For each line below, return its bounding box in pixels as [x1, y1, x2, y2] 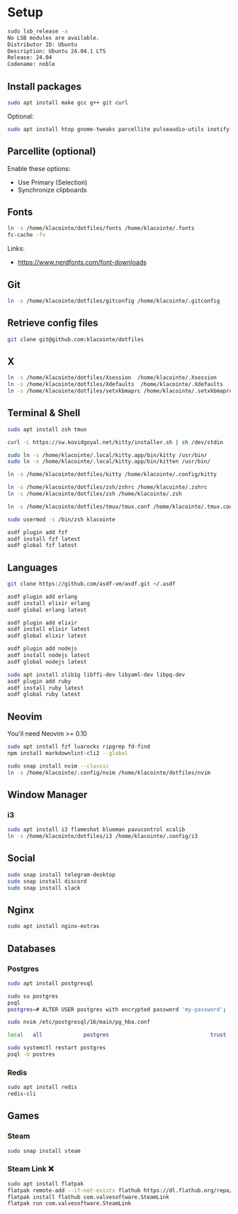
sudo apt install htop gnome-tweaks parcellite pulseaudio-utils [7, 126, 204, 133]
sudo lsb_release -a [7, 28, 69, 35]
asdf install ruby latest [7, 684, 84, 692]
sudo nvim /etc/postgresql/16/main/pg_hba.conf [7, 1019, 151, 1026]
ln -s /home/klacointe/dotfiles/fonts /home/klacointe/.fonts [7, 225, 195, 232]
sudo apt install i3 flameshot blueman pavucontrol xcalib [7, 826, 186, 834]
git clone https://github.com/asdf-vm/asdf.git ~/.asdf [7, 580, 176, 587]
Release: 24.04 [7, 54, 52, 61]
